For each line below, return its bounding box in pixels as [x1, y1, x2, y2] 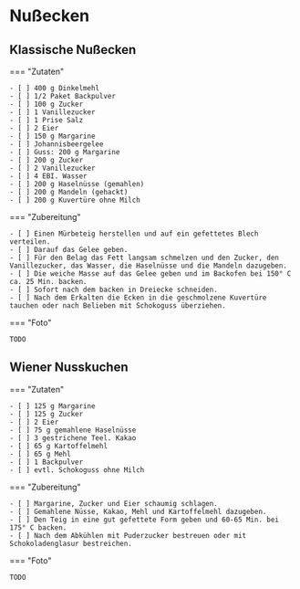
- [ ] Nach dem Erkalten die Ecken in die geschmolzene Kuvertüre [9, 293, 267, 302]
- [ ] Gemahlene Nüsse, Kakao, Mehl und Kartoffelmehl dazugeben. [9, 507, 267, 516]
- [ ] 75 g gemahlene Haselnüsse [9, 426, 137, 435]
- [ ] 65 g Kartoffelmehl [9, 441, 108, 450]
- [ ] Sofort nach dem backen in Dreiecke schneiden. [9, 285, 219, 294]
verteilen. [9, 237, 51, 247]
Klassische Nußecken [9, 42, 137, 58]
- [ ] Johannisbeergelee [9, 140, 104, 149]
